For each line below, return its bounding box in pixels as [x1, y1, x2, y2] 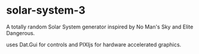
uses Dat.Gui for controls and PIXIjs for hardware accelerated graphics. [6, 41, 182, 48]
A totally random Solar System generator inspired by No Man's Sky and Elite [6, 23, 194, 30]
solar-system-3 [6, 4, 85, 17]
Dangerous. [6, 29, 35, 36]
